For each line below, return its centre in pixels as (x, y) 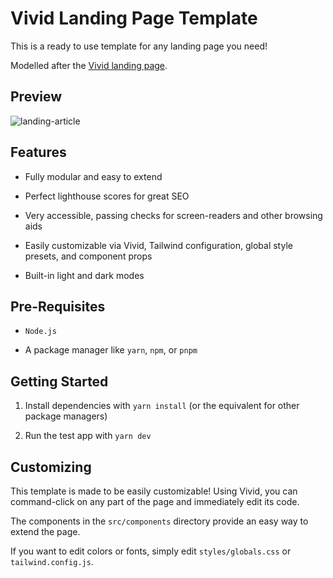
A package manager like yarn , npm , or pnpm (111, 350)
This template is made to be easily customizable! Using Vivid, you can (154, 491)
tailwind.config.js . (52, 561)
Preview (36, 97)
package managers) (66, 416)
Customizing (51, 467)
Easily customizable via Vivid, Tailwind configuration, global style (158, 245)
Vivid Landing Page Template (134, 18)
